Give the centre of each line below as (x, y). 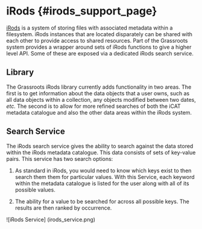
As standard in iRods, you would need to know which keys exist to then (103, 171)
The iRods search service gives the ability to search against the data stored (100, 146)
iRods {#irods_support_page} (82, 11)
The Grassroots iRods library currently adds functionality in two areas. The (99, 87)
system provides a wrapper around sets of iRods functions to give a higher (99, 47)
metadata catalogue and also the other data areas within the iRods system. (99, 112)
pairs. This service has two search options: (60, 158)
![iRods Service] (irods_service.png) (51, 219)
